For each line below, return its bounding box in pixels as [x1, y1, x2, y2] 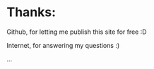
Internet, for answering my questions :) [6, 41, 120, 49]
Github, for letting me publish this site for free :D [6, 27, 147, 36]
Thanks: [6, 4, 57, 20]
